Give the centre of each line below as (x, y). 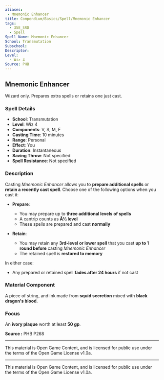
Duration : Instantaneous (37, 150)
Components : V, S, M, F (36, 130)
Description (19, 173)
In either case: (20, 263)
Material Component (30, 285)
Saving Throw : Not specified (41, 156)
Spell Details (20, 108)
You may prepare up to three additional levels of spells (75, 214)
